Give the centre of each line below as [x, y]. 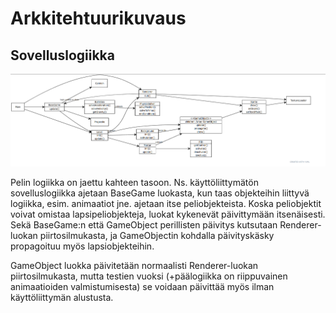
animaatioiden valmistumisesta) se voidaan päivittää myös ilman [142, 286]
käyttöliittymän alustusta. [62, 297]
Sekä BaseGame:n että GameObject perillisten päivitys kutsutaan [144, 224]
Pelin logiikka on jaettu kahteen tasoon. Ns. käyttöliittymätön [134, 182]
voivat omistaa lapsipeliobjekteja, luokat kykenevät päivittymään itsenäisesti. [168, 214]
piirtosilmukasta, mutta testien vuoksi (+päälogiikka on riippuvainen [149, 276]
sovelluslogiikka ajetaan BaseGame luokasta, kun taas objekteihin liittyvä [160, 193]
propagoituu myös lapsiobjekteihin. [82, 246]
